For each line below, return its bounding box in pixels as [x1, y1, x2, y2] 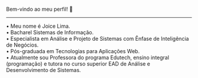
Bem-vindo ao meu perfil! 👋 [6, 6, 73, 12]
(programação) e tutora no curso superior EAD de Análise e [6, 60, 150, 67]
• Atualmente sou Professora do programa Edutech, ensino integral [6, 54, 170, 61]
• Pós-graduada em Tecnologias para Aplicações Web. [6, 48, 140, 54]
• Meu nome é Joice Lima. [6, 22, 71, 30]
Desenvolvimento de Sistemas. [6, 67, 81, 73]
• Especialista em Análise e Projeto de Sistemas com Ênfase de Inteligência [6, 35, 189, 42]
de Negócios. [6, 41, 39, 48]
